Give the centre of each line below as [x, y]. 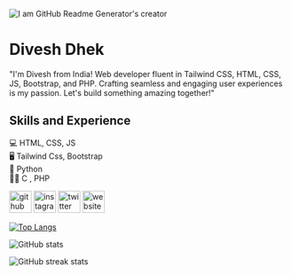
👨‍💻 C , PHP [30, 178]
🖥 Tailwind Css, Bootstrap [56, 156]
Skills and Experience [70, 121]
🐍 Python [26, 169]
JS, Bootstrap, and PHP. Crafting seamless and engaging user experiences [146, 83]
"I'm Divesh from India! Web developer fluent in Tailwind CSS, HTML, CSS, [145, 74]
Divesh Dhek [57, 50]
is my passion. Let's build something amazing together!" [112, 92]
